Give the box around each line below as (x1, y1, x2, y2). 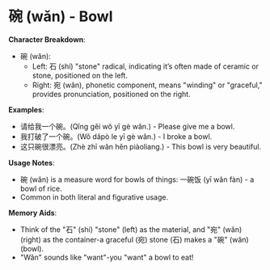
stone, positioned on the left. (32, 70, 128, 80)
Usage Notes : (8, 158, 55, 167)
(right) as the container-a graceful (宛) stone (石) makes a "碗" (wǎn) (19, 234, 249, 244)
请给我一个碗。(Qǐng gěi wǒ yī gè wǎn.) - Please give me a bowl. (19, 121, 235, 131)
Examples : (8, 104, 44, 114)
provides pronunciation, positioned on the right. (32, 89, 192, 99)
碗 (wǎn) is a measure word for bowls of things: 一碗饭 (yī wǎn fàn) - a (19, 175, 255, 184)
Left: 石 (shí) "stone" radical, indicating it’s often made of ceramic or (32, 61, 259, 71)
